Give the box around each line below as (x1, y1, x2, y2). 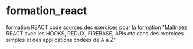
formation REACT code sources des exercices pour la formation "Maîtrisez (6, 24, 187, 31)
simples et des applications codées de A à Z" (6, 36, 116, 43)
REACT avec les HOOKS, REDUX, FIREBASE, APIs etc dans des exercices (6, 30, 184, 37)
